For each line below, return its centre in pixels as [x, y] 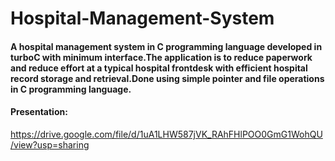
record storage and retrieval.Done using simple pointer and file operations [167, 78]
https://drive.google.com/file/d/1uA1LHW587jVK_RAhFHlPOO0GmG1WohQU [166, 134]
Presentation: [39, 112]
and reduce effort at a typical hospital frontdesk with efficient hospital [159, 68]
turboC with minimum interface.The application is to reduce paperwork [161, 57]
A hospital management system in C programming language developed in [166, 46]
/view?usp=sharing [50, 144]
